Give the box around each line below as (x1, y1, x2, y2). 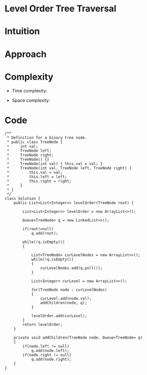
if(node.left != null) (22, 344, 70, 349)
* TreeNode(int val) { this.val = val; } (6, 161, 103, 166)
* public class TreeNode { (6, 140, 63, 145)
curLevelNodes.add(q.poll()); (40, 266, 103, 271)
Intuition (4, 26, 40, 37)
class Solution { (4, 196, 41, 201)
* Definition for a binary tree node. (6, 135, 87, 141)
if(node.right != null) (22, 353, 72, 358)
